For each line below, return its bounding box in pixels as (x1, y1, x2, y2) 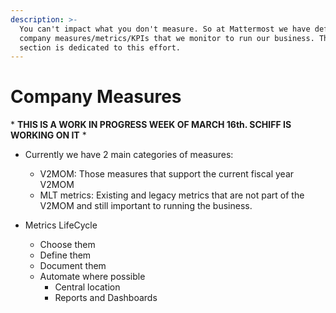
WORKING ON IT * (10, 129, 87, 141)
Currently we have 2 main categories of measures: (24, 149, 234, 161)
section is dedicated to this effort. (19, 42, 182, 53)
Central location (54, 281, 121, 293)
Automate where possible (39, 271, 146, 283)
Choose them (39, 239, 96, 251)
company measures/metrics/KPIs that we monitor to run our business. (19, 33, 315, 43)
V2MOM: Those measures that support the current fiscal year (39, 168, 295, 180)
